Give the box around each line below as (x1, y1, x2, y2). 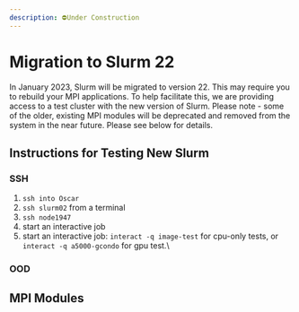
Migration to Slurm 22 (9, 51, 175, 72)
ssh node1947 (22, 213, 72, 222)
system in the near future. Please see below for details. (9, 119, 214, 130)
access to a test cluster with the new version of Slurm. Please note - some (9, 100, 285, 111)
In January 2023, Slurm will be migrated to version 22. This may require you (9, 82, 290, 92)
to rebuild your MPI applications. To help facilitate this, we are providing (9, 91, 275, 101)
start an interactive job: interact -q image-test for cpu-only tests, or (22, 230, 279, 242)
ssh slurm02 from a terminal (22, 203, 126, 213)
